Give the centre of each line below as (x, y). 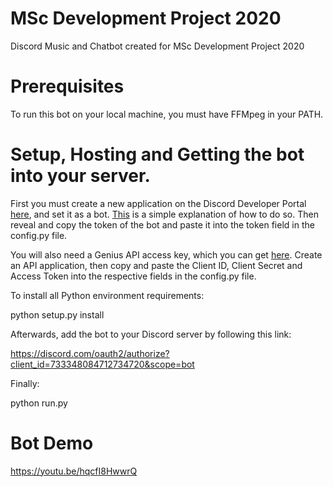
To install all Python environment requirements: (107, 295)
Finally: (25, 383)
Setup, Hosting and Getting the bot (157, 154)
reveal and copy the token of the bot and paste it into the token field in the (162, 224)
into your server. (80, 176)
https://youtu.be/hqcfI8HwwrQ (74, 471)
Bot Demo (52, 443)
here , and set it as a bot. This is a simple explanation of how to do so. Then (164, 214)
